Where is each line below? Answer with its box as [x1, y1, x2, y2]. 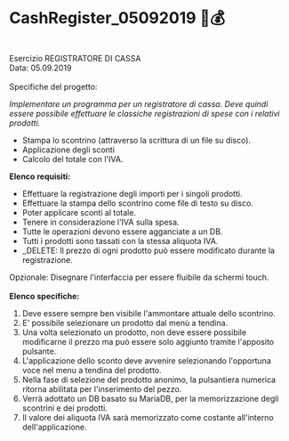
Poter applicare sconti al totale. [21, 207, 136, 217]
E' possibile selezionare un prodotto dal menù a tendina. [21, 317, 229, 328]
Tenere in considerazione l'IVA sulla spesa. [21, 216, 180, 227]
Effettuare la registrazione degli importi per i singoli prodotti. [21, 188, 243, 199]
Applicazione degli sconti [21, 144, 116, 155]
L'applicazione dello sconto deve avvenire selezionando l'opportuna [21, 355, 271, 366]
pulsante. [21, 346, 57, 356]
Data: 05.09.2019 [9, 62, 72, 73]
